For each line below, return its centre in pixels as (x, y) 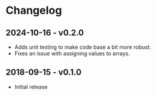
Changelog (34, 11)
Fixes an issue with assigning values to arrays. (72, 54)
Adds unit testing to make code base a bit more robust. (83, 47)
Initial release (31, 87)
